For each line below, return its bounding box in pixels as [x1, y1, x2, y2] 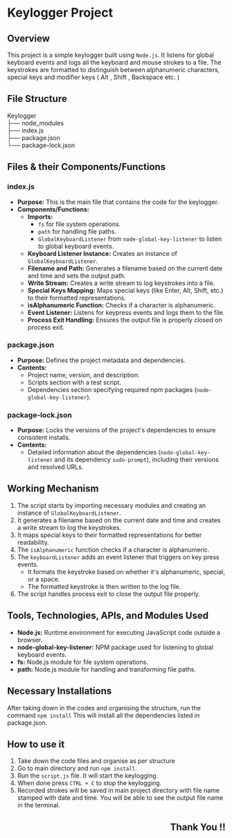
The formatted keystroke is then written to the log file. [27, 582, 181, 590]
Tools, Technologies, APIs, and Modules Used [7, 610, 209, 622]
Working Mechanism [7, 483, 99, 495]
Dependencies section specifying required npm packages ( [27, 385, 197, 393]
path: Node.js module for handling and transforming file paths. [17, 665, 196, 674]
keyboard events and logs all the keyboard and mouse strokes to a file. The [7, 58, 222, 67]
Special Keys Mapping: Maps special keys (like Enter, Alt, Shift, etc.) [27, 286, 224, 294]
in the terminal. [17, 801, 60, 810]
